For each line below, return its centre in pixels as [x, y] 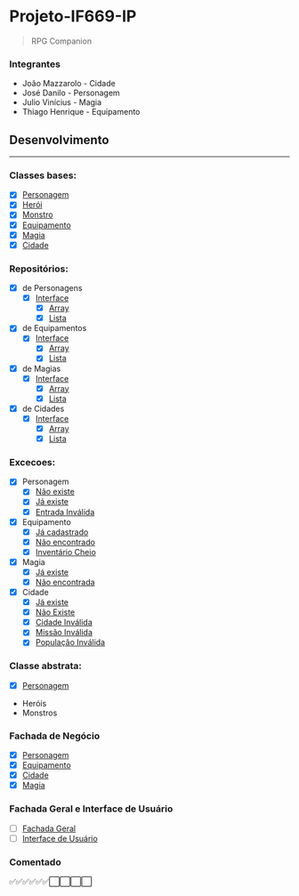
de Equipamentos [54, 328]
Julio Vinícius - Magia [62, 102]
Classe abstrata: [45, 666]
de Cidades [43, 408]
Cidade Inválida [64, 622]
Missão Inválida [64, 633]
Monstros [40, 713]
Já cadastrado [62, 532]
